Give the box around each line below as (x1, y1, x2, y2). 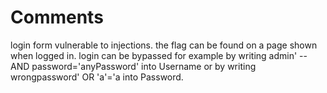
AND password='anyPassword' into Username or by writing (10, 60, 257, 72)
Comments (10, 6, 104, 29)
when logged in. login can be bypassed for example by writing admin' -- (10, 49, 308, 61)
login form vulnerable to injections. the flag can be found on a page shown (10, 39, 318, 51)
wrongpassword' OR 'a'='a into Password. (10, 71, 184, 83)
